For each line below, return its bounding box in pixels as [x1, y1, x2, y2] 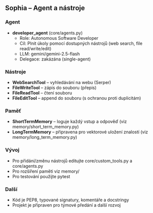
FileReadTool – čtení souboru [12, 90, 72, 95]
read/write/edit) [19, 45, 52, 51]
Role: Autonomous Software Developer [19, 35, 98, 41]
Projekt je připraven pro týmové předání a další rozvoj [12, 202, 121, 208]
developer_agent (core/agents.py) [12, 30, 83, 36]
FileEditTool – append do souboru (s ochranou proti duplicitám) [12, 95, 141, 101]
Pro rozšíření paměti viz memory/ [12, 168, 80, 174]
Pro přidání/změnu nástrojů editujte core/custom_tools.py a [12, 157, 133, 164]
